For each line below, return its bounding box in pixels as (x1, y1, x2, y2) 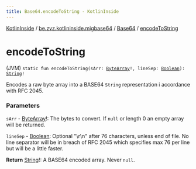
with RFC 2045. (6, 87, 44, 94)
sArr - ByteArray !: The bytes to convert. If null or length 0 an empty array (6, 115, 184, 122)
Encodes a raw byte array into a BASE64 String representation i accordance (6, 81, 190, 88)
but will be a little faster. (6, 144, 64, 152)
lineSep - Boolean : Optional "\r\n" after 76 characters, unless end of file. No (6, 132, 189, 139)
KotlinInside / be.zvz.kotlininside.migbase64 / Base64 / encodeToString (6, 25, 178, 32)
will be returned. (6, 121, 46, 128)
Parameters (6, 102, 40, 110)
